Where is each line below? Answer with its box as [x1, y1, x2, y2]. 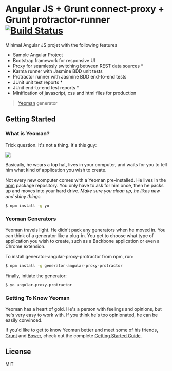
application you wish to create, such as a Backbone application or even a [5, 238, 160, 244]
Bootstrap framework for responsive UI [12, 57, 95, 63]
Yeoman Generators [5, 215, 56, 222]
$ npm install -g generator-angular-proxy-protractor [5, 263, 123, 268]
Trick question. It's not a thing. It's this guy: [5, 142, 97, 148]
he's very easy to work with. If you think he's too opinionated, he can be [5, 311, 158, 318]
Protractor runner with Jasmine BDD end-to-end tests [12, 73, 127, 80]
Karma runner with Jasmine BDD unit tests [12, 68, 103, 74]
